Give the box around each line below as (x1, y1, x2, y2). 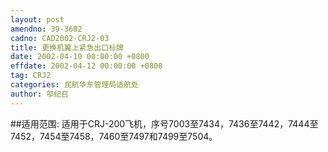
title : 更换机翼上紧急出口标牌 (10, 42, 124, 53)
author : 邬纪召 (10, 89, 69, 99)
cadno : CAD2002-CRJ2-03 (10, 33, 110, 43)
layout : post (10, 14, 65, 25)
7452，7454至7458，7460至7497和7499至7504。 (10, 130, 218, 142)
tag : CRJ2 (10, 71, 52, 81)
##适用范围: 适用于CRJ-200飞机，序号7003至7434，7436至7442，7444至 (10, 117, 319, 130)
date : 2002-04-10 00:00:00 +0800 (10, 52, 150, 62)
